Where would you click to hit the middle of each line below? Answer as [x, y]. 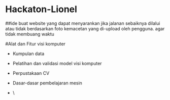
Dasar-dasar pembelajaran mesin [47, 83]
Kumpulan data [28, 54]
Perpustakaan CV [31, 73]
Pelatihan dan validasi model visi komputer [57, 63]
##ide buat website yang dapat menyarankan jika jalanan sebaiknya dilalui [83, 23]
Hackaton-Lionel [41, 9]
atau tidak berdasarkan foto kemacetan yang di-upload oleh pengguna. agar [85, 28]
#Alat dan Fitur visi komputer [36, 43]
